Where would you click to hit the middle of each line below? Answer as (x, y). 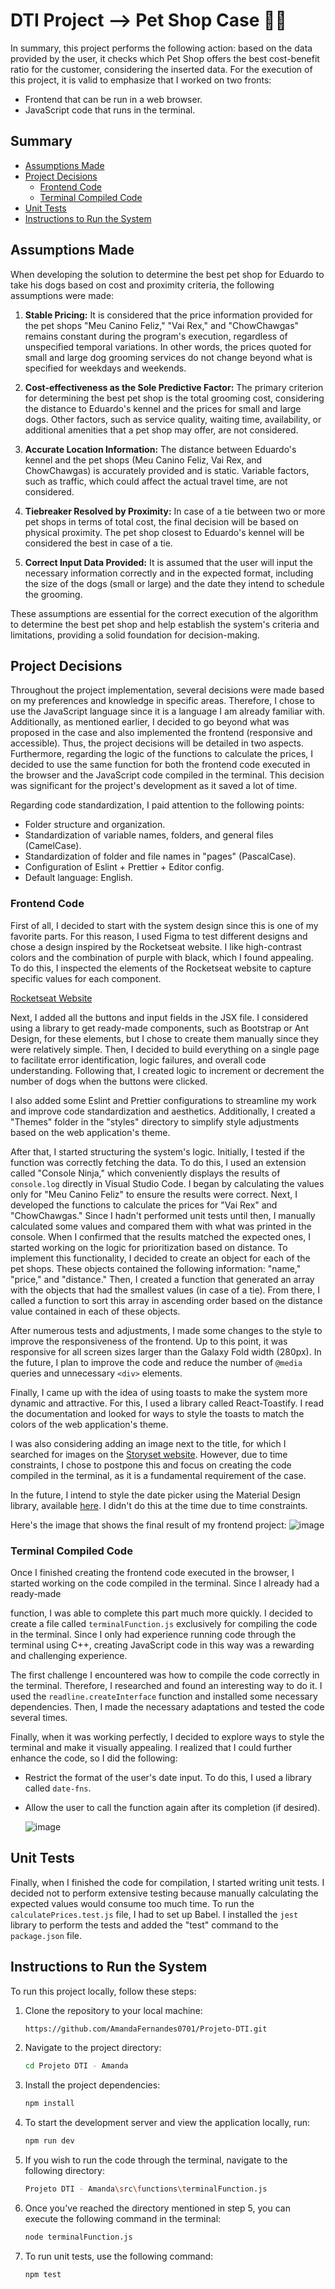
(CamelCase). (53, 846)
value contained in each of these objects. (95, 1311)
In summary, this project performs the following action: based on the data (161, 48)
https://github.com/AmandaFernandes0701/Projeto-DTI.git (146, 2029)
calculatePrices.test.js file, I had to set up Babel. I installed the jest (154, 1914)
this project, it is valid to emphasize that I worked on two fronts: (141, 80)
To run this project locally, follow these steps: (103, 1991)
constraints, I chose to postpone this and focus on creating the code (151, 1465)
